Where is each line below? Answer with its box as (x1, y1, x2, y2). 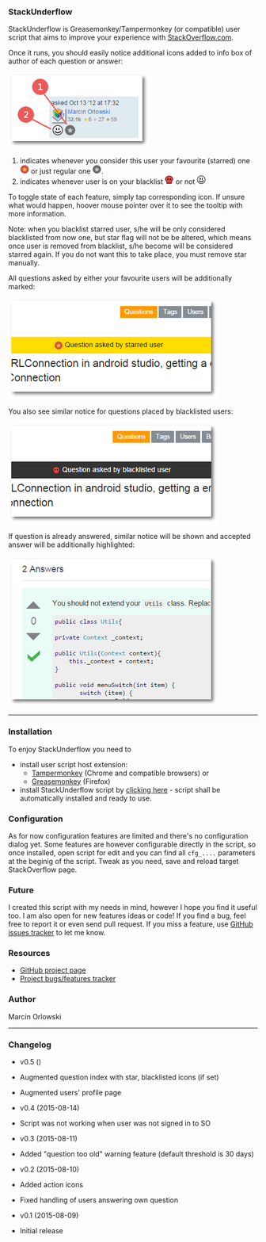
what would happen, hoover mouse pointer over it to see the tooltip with (8, 201, 243, 210)
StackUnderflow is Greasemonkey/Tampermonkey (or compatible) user (8, 25, 241, 34)
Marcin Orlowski (8, 1011, 62, 1021)
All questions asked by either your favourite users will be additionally (8, 273, 232, 283)
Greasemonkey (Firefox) (31, 776, 111, 786)
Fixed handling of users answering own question (19, 1195, 179, 1205)
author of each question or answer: (8, 56, 123, 66)
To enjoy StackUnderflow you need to (8, 744, 132, 754)
